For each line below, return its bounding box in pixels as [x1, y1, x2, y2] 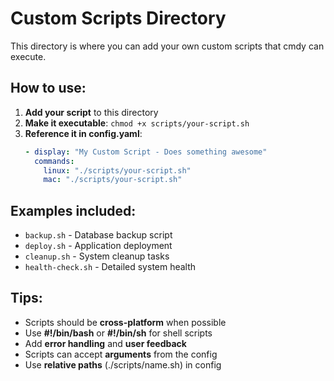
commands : [34, 156, 75, 166]
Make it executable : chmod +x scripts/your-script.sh [24, 117, 250, 129]
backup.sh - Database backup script [24, 229, 173, 241]
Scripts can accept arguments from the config [24, 348, 218, 360]
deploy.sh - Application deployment [24, 240, 173, 252]
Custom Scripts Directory [10, 7, 227, 30]
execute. [10, 50, 47, 62]
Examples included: [10, 202, 137, 219]
